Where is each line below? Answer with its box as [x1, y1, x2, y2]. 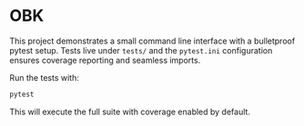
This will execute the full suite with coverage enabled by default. [9, 106, 250, 117]
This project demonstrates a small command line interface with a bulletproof [9, 35, 296, 46]
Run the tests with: [9, 72, 79, 82]
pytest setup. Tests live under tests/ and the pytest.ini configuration [9, 44, 273, 55]
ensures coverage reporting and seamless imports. [9, 54, 201, 65]
